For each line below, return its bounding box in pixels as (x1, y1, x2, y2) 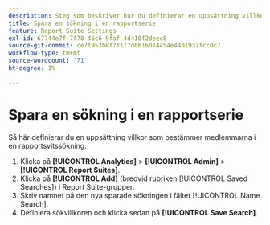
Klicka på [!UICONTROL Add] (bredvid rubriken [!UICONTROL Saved (19, 174, 248, 183)
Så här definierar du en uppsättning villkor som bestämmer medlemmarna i (8, 132, 256, 141)
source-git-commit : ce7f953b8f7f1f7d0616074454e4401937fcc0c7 (8, 42, 221, 50)
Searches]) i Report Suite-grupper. (19, 182, 135, 191)
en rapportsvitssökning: (8, 141, 87, 150)
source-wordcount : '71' (8, 57, 88, 65)
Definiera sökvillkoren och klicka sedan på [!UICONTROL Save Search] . (19, 207, 259, 217)
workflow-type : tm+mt (8, 49, 81, 57)
